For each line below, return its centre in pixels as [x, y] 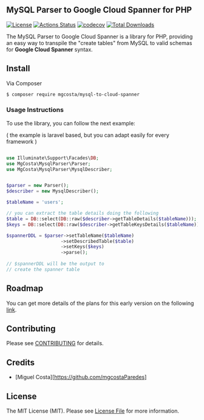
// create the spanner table [43, 269]
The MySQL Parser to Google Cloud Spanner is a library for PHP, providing [100, 37]
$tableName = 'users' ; [35, 202]
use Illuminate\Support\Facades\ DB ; [53, 158]
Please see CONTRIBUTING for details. [55, 343]
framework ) [22, 141]
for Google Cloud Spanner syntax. [49, 49]
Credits [21, 362]
